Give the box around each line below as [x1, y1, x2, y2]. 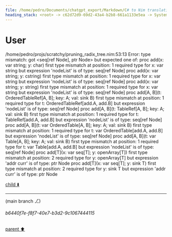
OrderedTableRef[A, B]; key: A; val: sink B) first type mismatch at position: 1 [5, 95, 164, 101]
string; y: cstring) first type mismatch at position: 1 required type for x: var [5, 73, 161, 80]
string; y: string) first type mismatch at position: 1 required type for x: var [5, 84, 159, 90]
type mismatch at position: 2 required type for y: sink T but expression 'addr [5, 166, 166, 172]
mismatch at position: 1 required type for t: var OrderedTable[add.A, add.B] [5, 128, 163, 134]
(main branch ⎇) [5, 198, 41, 204]
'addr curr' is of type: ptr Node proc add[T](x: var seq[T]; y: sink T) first [5, 160, 156, 167]
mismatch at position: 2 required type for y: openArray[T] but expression [5, 155, 159, 161]
